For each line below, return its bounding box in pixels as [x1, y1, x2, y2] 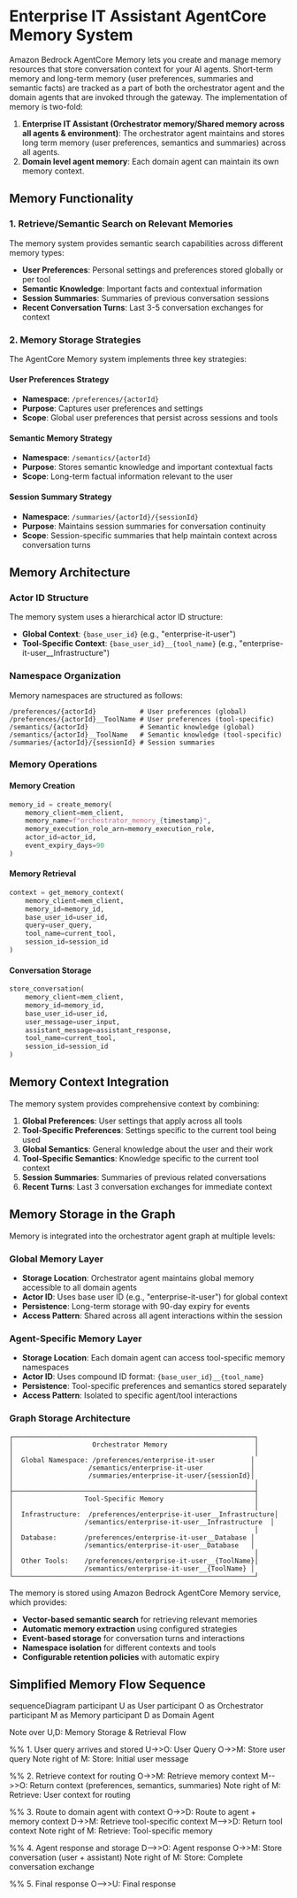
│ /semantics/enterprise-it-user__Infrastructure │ [9, 1517, 275, 1526]
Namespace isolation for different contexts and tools [21, 1642, 217, 1653]
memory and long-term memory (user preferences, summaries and [9, 73, 254, 83]
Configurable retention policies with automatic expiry [21, 1651, 220, 1662]
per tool [21, 274, 51, 284]
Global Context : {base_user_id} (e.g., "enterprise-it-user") [21, 629, 237, 639]
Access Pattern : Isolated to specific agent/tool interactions [21, 1390, 238, 1400]
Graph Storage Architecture [9, 1412, 131, 1424]
